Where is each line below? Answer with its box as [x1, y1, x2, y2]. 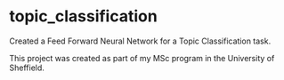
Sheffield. [9, 62, 45, 73]
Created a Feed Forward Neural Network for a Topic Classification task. [9, 36, 272, 46]
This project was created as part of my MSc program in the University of [9, 52, 275, 63]
